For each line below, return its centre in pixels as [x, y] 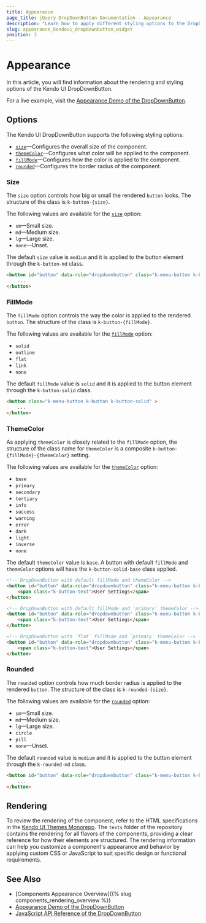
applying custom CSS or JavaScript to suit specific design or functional [97, 853]
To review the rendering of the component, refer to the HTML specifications [102, 821]
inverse [25, 545]
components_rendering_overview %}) [63, 900]
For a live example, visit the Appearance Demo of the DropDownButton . [97, 101]
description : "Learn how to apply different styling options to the [96, 23]
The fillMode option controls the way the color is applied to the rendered [99, 315]
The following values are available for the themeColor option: [82, 467]
